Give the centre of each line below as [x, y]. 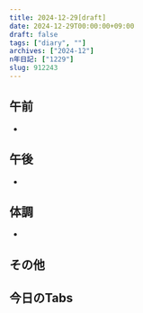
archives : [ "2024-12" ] [52, 51]
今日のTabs [41, 298]
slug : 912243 [34, 68]
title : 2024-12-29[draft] [58, 18]
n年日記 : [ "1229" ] [42, 59]
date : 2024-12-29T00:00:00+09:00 [72, 26]
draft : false [34, 34]
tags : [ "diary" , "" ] [48, 43]
